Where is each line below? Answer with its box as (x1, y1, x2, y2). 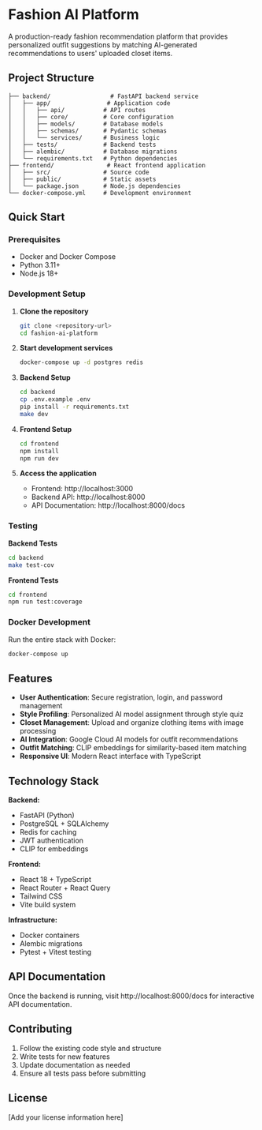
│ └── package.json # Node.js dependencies (8, 182, 181, 190)
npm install (19, 447, 59, 455)
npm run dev (19, 454, 59, 463)
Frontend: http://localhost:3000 (31, 484, 134, 494)
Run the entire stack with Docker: (8, 634, 116, 644)
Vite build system (19, 900, 76, 910)
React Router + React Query (19, 883, 111, 893)
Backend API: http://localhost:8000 (31, 492, 146, 502)
